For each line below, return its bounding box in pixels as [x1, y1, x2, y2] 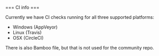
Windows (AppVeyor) [12, 24, 58, 30]
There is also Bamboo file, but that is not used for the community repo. [5, 45, 154, 50]
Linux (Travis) [12, 30, 42, 35]
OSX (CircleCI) [12, 35, 44, 41]
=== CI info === [5, 5, 40, 10]
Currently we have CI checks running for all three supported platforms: [5, 14, 154, 20]
